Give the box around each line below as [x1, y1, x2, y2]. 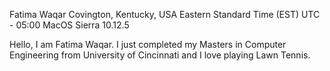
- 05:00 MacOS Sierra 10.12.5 [9, 19, 130, 31]
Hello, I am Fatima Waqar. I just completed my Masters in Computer [9, 39, 287, 50]
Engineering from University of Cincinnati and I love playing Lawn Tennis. [9, 49, 311, 61]
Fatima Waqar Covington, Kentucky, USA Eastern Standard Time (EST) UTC [9, 9, 321, 20]
